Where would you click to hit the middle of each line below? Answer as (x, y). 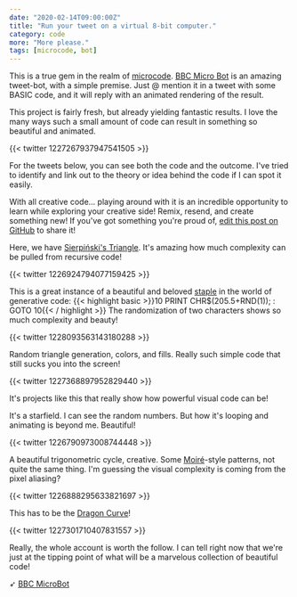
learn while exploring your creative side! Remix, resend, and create (132, 211)
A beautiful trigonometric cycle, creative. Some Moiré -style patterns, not (142, 460)
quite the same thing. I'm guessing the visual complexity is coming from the (148, 470)
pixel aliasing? (35, 478)
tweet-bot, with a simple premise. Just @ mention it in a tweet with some (142, 86)
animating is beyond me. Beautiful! (72, 425)
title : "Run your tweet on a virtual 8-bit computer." (113, 26)
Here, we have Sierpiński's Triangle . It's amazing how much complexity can (148, 248)
